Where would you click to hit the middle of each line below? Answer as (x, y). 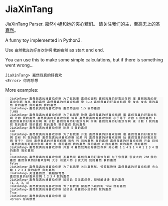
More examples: (22, 90)
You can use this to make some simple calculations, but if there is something (84, 59)
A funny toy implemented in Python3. (43, 40)
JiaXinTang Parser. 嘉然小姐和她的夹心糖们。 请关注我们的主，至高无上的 (81, 24)
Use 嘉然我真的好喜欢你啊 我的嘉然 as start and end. (55, 50)
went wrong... (20, 65)
